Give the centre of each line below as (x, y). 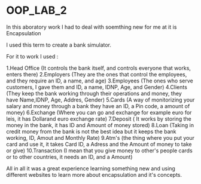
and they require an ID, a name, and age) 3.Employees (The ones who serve (100, 81)
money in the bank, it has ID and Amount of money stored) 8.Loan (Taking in (100, 125)
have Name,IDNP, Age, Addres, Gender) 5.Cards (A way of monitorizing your (100, 100)
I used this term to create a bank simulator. (59, 45)
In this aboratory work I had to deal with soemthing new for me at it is (92, 27)
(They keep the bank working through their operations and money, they (94, 93)
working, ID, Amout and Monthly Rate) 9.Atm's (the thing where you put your (100, 137)
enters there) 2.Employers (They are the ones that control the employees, (97, 74)
